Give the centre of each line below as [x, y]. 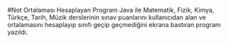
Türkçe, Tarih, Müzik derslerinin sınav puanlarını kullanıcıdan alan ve [107, 17]
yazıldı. [18, 32]
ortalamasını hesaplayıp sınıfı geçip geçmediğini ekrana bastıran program [114, 25]
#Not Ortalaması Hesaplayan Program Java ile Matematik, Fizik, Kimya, [111, 10]
